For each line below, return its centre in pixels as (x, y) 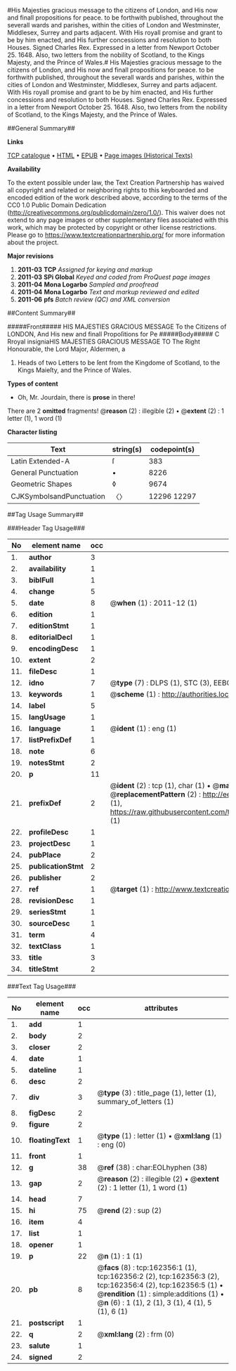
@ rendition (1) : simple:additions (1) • (161, 1294)
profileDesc (49, 832)
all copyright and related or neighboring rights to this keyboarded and (108, 190)
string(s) (127, 449)
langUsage (47, 717)
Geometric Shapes (41, 484)
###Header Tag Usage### (46, 528)
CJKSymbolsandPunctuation (58, 496)
